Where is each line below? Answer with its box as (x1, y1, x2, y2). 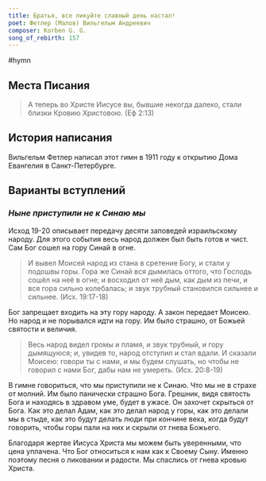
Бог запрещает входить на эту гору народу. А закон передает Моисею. (8, 307, 251, 316)
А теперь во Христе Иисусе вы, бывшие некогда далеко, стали (27, 100, 242, 110)
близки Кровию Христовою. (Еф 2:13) (27, 108, 155, 118)
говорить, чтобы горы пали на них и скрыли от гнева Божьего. (8, 422, 221, 432)
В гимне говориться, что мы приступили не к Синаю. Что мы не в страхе (8, 380, 256, 390)
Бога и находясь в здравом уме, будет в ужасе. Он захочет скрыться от (8, 397, 254, 406)
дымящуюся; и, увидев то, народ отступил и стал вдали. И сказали (27, 347, 256, 358)
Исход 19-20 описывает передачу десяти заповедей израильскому (8, 226, 237, 235)
